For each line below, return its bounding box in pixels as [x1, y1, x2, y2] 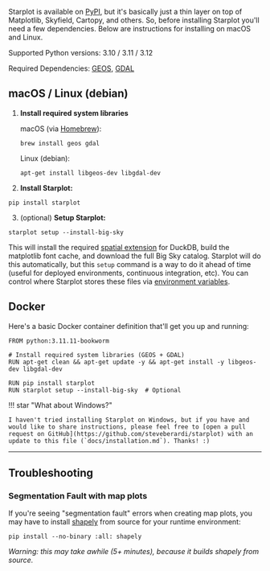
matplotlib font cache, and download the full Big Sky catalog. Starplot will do [8, 251, 261, 261]
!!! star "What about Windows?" [8, 400, 112, 409]
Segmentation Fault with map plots [8, 490, 148, 501]
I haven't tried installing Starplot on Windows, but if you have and [8, 416, 250, 424]
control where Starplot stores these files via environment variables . [8, 277, 231, 286]
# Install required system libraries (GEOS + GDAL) [8, 351, 185, 359]
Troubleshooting [8, 466, 94, 480]
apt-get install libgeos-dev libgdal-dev [19, 169, 161, 177]
